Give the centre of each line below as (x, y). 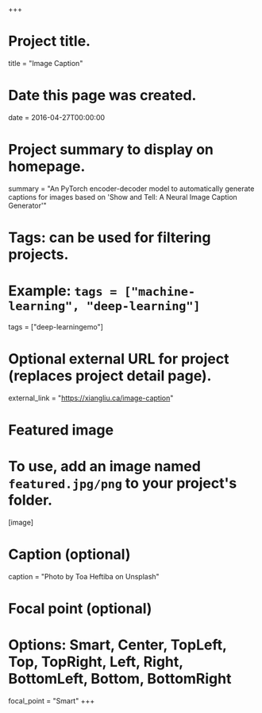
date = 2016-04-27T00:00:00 (57, 117)
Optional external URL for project (119, 359)
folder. (31, 500)
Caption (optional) (69, 555)
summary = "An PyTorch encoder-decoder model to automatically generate (131, 189)
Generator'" (27, 205)
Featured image (61, 430)
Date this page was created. (102, 95)
